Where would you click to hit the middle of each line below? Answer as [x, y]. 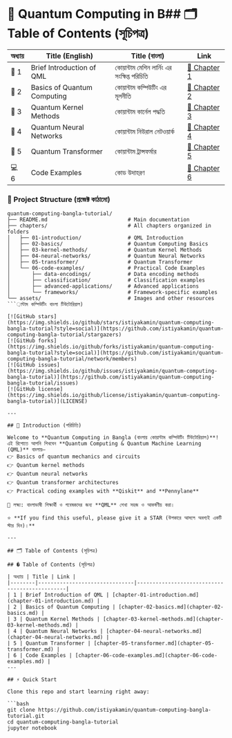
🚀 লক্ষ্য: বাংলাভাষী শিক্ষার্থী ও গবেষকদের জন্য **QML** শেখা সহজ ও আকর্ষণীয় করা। [91, 505]
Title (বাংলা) [147, 55]
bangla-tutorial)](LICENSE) [48, 402]
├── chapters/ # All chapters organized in [109, 226]
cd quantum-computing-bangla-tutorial [63, 722]
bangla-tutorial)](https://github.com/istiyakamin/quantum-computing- [111, 377]
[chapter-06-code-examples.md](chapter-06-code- [146, 656]
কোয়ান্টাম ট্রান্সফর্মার [136, 151]
